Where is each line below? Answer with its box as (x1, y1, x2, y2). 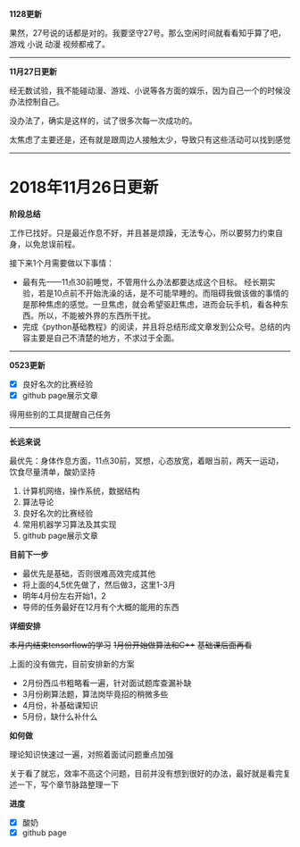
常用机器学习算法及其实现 (21, 519, 117, 530)
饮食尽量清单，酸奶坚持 (9, 466, 96, 477)
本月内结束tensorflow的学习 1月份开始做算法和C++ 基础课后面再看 (9, 640, 253, 650)
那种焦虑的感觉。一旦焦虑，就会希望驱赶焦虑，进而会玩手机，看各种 (29, 298, 281, 309)
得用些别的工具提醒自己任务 (9, 409, 112, 420)
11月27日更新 (9, 66, 58, 77)
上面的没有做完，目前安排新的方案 (9, 658, 135, 669)
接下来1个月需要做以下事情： (9, 257, 114, 268)
